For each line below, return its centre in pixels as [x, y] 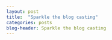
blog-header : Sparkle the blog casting [56, 28]
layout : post [23, 11]
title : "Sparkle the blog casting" [52, 17]
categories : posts [29, 22]
